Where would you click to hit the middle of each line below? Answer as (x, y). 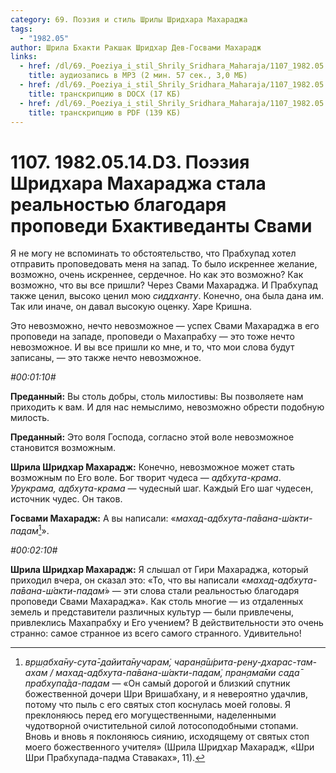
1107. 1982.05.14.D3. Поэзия (130, 162)
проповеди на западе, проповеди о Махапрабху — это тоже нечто (152, 337)
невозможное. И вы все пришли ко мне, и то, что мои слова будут (152, 347)
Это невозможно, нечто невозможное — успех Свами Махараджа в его (165, 326)
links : (24, 57)
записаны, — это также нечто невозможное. (106, 358)
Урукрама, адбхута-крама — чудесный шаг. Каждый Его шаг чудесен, (162, 488)
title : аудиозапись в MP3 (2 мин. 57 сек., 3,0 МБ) (138, 76)
